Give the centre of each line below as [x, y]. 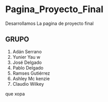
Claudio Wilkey [28, 84]
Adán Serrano [27, 51]
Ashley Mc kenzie [31, 78]
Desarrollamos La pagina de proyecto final [49, 23]
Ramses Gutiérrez [31, 73]
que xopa [15, 94]
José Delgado [27, 62]
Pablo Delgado [28, 67]
